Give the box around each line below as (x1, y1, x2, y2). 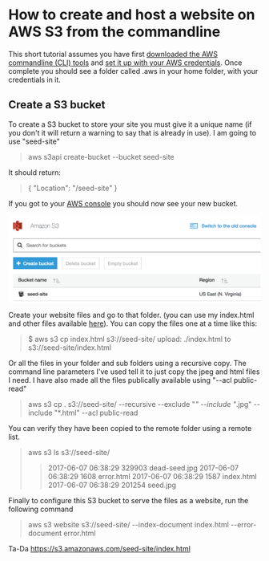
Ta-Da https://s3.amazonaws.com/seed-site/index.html (8, 543, 191, 553)
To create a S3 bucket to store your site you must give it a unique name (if (8, 119, 252, 129)
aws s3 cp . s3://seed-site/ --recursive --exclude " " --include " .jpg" (27, 399, 252, 409)
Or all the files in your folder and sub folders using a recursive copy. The (8, 358, 247, 368)
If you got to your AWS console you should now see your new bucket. (8, 198, 239, 208)
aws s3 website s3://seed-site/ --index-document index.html (27, 519, 230, 529)
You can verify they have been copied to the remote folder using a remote (8, 423, 252, 433)
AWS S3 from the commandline (8, 22, 221, 41)
